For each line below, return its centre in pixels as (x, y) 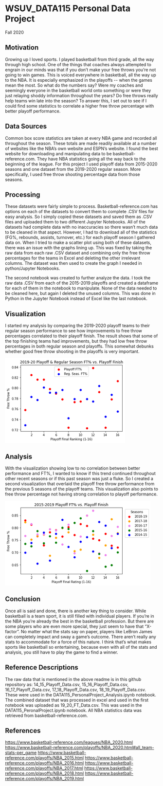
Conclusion (23, 599)
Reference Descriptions (42, 667)
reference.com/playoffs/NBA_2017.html (44, 768)
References (23, 731)
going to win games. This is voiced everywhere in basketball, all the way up (81, 75)
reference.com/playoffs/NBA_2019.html (45, 779)
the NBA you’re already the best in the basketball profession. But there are (80, 621)
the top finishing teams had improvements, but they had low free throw (76, 341)
